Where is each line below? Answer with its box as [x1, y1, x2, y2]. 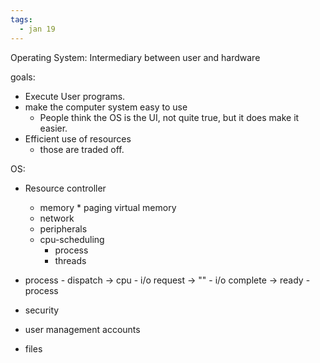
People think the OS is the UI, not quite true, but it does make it [39, 111, 300, 123]
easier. [39, 122, 68, 134]
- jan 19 [19, 24, 56, 34]
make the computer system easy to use [24, 101, 188, 113]
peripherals [39, 222, 88, 235]
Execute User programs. [24, 90, 126, 102]
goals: [10, 71, 36, 83]
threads [54, 254, 87, 266]
